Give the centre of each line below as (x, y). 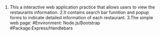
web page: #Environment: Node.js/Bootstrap (55, 23)
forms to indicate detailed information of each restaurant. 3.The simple (81, 18)
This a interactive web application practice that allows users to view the (82, 7)
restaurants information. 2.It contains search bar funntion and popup (79, 12)
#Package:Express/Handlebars (41, 28)
